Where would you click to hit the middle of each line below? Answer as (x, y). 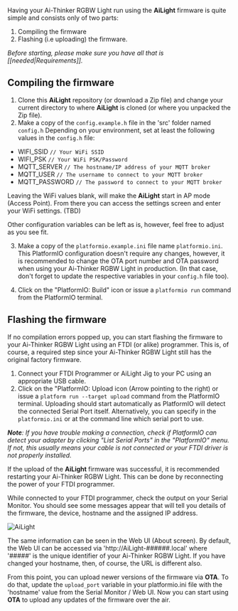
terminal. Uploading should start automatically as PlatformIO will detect (121, 403)
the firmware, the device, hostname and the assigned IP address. (103, 513)
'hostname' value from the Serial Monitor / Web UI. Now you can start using (118, 592)
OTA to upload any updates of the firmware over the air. (89, 600)
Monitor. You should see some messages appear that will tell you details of (117, 505)
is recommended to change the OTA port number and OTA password (118, 261)
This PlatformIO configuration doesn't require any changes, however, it (121, 253)
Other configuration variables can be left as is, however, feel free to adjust (116, 224)
